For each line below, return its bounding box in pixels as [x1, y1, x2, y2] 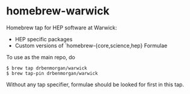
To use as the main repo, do [6, 53, 76, 60]
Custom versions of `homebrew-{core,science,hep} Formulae [14, 42, 168, 49]
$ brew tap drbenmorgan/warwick [6, 65, 87, 71]
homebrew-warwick [6, 4, 110, 18]
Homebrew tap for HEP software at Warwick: [6, 24, 117, 31]
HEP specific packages [14, 35, 73, 43]
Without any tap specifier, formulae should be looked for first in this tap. [6, 81, 185, 88]
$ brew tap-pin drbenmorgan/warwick [6, 70, 98, 76]
